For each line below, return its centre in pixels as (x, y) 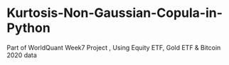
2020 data (22, 55)
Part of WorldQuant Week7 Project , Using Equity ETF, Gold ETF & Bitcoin (114, 47)
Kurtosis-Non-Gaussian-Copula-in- (115, 13)
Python (28, 28)
